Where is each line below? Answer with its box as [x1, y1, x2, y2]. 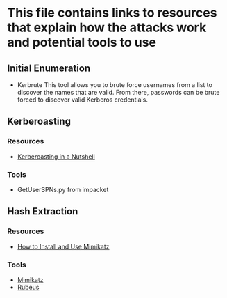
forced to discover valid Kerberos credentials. [17, 95, 148, 104]
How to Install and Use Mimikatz [17, 242, 110, 251]
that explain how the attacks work [7, 19, 207, 36]
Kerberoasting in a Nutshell [17, 152, 95, 161]
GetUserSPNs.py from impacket [17, 185, 109, 194]
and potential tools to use [7, 35, 156, 50]
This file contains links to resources [7, 5, 217, 21]
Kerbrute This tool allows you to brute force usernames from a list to [17, 81, 213, 88]
